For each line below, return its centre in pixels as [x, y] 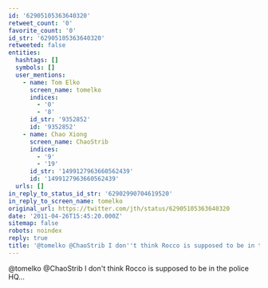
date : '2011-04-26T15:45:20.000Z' [66, 216]
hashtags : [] [37, 61]
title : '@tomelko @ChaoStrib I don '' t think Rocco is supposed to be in [132, 246]
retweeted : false [37, 45]
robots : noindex [35, 231]
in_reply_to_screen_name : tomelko [66, 201]
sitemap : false [33, 223]
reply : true [28, 239]
